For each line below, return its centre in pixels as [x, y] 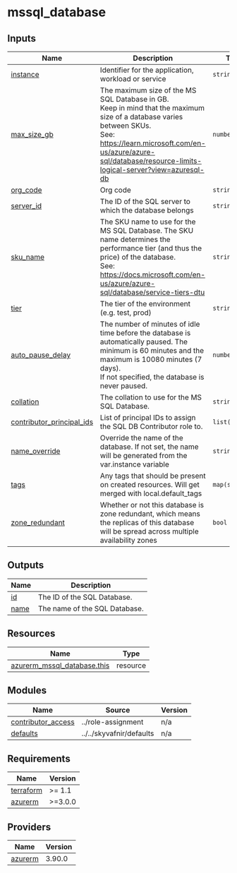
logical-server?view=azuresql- [152, 170]
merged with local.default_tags [151, 493]
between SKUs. [126, 126]
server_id [26, 206]
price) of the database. [138, 257]
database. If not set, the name [149, 447]
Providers [29, 827]
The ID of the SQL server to [145, 201]
